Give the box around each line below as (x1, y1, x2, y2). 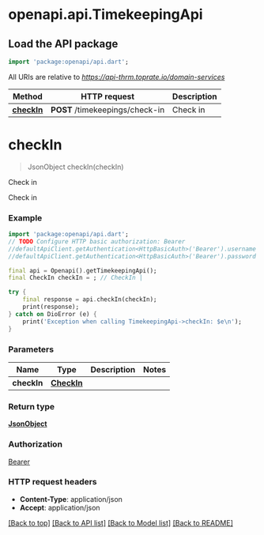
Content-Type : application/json (19, 494, 123, 503)
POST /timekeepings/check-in (51, 104, 165, 115)
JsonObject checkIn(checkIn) (27, 162, 124, 171)
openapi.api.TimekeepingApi (8, 6, 203, 24)
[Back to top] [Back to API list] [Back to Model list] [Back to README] (8, 518, 233, 527)
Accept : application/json (19, 503, 100, 512)
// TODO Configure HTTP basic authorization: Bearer (8, 237, 186, 246)
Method (12, 91, 43, 102)
